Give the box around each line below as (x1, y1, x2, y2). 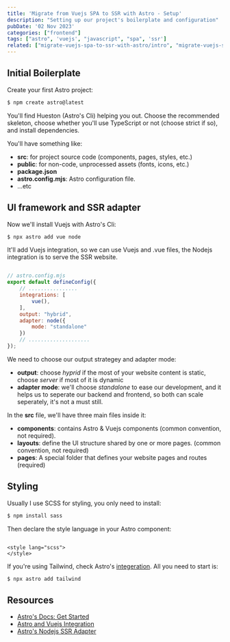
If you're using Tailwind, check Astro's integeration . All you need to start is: (7, 562, 219, 571)
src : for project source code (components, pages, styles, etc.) (16, 153, 193, 161)
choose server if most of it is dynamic (16, 375, 124, 384)
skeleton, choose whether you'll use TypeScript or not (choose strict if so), (7, 118, 218, 127)
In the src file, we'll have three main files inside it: (7, 410, 146, 419)
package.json (16, 167, 57, 175)
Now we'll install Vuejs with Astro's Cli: (7, 220, 116, 228)
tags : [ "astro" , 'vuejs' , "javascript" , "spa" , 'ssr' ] (7, 36, 167, 43)
